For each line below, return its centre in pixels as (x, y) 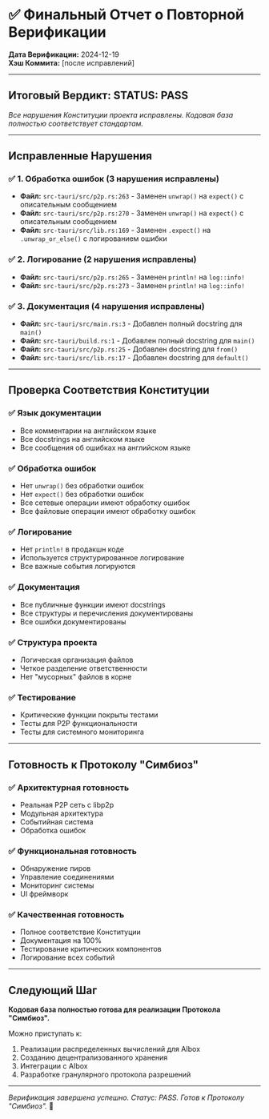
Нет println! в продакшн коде (72, 549)
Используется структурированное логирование (102, 558)
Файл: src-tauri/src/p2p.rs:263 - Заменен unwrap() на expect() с (132, 196)
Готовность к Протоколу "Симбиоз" (103, 765)
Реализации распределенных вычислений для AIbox (110, 1049)
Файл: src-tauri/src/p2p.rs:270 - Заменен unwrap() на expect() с (132, 213)
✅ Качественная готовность (66, 915)
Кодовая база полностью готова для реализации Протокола (114, 1009)
